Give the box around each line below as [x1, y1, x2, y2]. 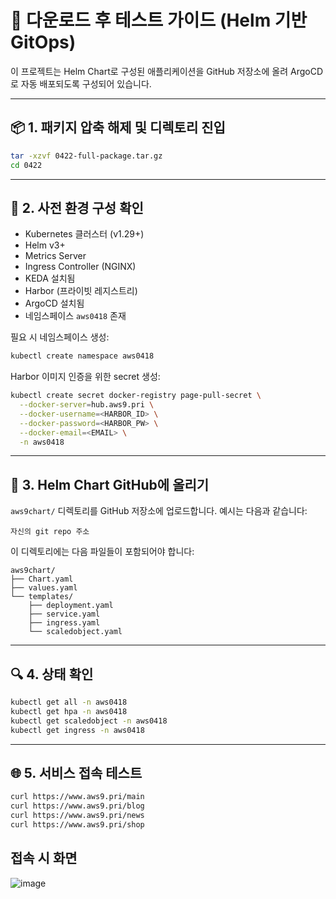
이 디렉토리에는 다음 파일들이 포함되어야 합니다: [10, 546, 195, 558]
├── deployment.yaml [28, 601, 114, 611]
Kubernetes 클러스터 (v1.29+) [24, 228, 145, 240]
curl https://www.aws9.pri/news [10, 811, 145, 821]
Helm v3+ [24, 239, 66, 251]
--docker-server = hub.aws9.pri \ [19, 400, 155, 410]
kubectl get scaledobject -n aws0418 [10, 716, 168, 726]
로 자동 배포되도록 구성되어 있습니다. [10, 77, 152, 90]
